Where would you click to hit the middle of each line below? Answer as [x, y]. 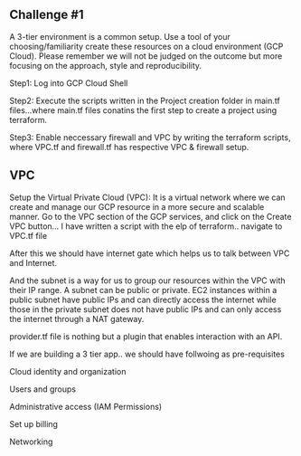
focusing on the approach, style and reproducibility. [105, 65]
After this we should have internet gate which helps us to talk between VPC [150, 253]
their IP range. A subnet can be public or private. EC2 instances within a [143, 290]
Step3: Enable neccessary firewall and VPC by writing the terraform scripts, [150, 137]
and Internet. [33, 262]
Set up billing [34, 423]
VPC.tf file [28, 235]
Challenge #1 [47, 15]
